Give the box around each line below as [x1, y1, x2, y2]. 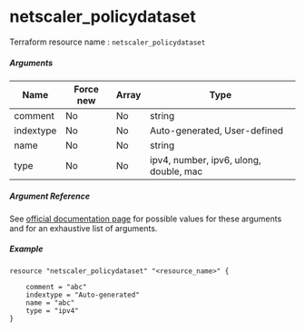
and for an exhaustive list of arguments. [9, 222, 158, 233]
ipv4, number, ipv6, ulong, [149, 153, 261, 166]
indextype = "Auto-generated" [25, 290, 141, 299]
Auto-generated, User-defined [149, 124, 284, 137]
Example [9, 243, 44, 255]
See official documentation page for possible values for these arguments [9, 213, 282, 224]
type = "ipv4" [25, 306, 79, 315]
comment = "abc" [25, 282, 88, 291]
